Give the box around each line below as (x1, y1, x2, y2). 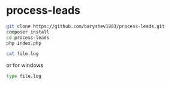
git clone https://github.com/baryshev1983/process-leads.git (6, 23, 165, 29)
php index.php (6, 40, 42, 46)
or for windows (6, 62, 44, 69)
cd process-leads (6, 34, 50, 41)
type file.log (6, 73, 42, 80)
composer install (6, 29, 50, 35)
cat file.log (6, 51, 39, 57)
